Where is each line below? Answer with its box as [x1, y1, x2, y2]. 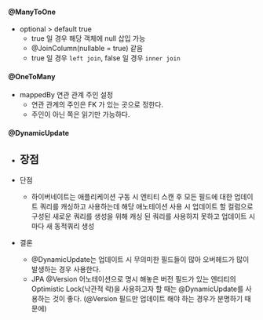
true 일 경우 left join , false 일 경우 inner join [31, 53, 181, 63]
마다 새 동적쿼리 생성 [31, 221, 95, 231]
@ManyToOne [8, 7, 57, 16]
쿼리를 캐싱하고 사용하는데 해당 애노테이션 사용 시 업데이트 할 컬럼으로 [39, 202, 254, 211]
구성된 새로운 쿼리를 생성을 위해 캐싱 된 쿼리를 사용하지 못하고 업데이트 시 [31, 211, 256, 220]
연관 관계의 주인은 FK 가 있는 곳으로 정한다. [31, 100, 163, 110]
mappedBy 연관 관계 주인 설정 [19, 90, 114, 100]
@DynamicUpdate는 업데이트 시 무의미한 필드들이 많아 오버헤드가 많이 [31, 254, 250, 264]
